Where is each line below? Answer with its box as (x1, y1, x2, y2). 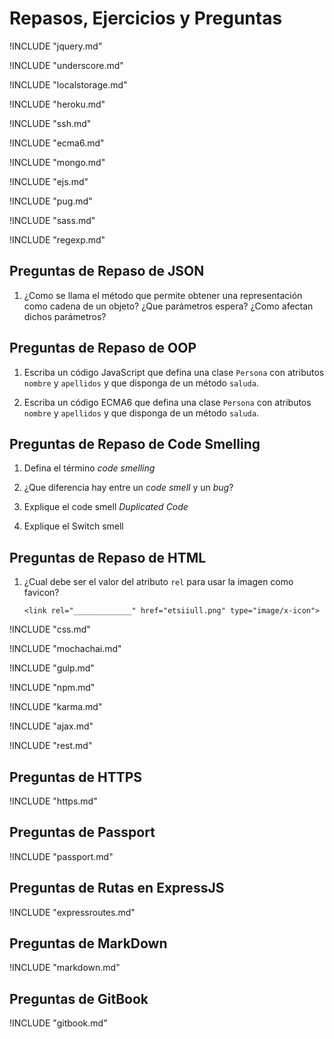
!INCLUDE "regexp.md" (9, 233, 106, 246)
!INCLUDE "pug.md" (9, 195, 93, 207)
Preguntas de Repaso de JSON (9, 263, 205, 280)
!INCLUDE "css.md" (9, 623, 91, 636)
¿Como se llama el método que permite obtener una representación (23, 289, 303, 301)
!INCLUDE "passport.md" (9, 850, 114, 862)
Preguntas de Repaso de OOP (9, 340, 197, 357)
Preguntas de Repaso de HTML (9, 549, 207, 566)
